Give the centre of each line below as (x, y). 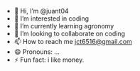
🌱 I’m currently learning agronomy (64, 26)
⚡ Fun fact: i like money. (49, 60)
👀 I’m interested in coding (52, 18)
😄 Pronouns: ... (37, 52)
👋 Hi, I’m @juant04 (41, 11)
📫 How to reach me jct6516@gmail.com (73, 42)
